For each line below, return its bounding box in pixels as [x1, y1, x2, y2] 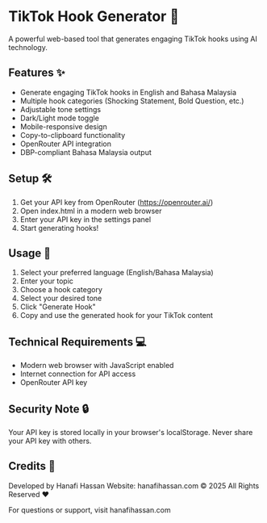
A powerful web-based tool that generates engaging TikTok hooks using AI [8, 34, 258, 44]
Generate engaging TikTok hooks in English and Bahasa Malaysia [19, 87, 236, 97]
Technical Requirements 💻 [8, 335, 147, 349]
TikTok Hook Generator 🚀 [8, 7, 180, 26]
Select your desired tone [19, 294, 102, 303]
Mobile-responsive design [19, 121, 107, 132]
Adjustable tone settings [19, 104, 102, 114]
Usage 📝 [8, 246, 51, 260]
